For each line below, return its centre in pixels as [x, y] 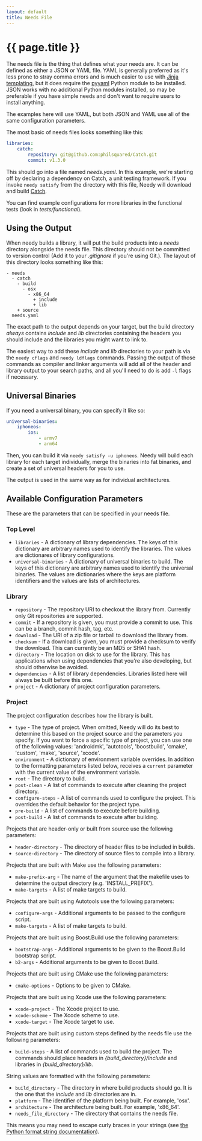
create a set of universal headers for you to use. [66, 468]
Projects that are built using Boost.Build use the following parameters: [93, 937]
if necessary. [22, 377]
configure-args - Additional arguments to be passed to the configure [100, 913]
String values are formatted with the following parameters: [78, 1076]
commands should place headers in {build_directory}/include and [96, 1058]
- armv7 [48, 439]
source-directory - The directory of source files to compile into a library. [105, 853]
